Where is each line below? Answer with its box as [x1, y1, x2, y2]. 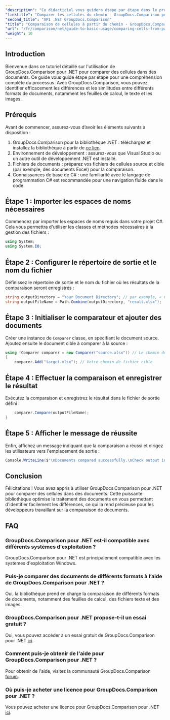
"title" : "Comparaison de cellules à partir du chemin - [5, 21, 128, 27]
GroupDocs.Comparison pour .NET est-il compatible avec [5, 537, 150, 544]
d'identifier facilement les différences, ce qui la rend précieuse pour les [5, 502, 154, 508]
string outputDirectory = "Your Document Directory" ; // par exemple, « [5, 295, 162, 300]
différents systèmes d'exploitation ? [5, 543, 96, 550]
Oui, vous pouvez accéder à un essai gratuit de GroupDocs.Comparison [5, 632, 155, 638]
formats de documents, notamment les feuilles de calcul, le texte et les [5, 90, 153, 97]
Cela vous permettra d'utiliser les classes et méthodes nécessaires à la [5, 224, 153, 230]
